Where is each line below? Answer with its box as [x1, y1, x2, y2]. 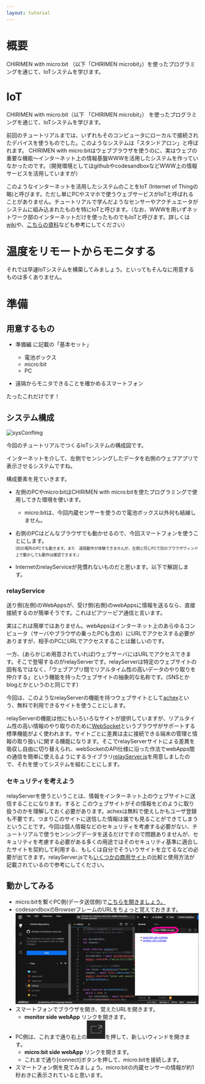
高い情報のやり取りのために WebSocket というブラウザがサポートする [22, 722, 196, 729]
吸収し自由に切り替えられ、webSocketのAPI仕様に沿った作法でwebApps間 [6, 745, 195, 752]
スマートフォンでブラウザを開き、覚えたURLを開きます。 [15, 1005, 159, 1012]
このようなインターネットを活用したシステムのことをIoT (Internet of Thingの [6, 182, 198, 190]
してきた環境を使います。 [20, 496, 84, 503]
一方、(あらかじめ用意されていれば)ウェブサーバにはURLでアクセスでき [6, 650, 186, 658]
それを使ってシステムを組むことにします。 [16, 760, 123, 768]
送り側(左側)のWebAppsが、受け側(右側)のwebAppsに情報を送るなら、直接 [6, 601, 196, 609]
